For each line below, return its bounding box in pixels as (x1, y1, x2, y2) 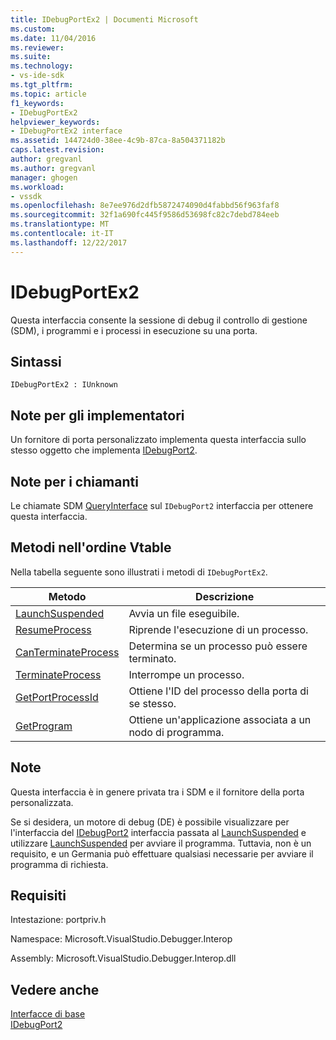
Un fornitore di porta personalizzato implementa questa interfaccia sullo (10, 434, 307, 446)
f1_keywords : (10, 98, 65, 108)
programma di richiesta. (10, 858, 109, 870)
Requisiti (10, 887, 67, 905)
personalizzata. (10, 796, 74, 808)
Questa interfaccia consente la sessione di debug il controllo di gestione (10, 314, 308, 326)
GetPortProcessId (15, 690, 99, 704)
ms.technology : (10, 61, 74, 71)
